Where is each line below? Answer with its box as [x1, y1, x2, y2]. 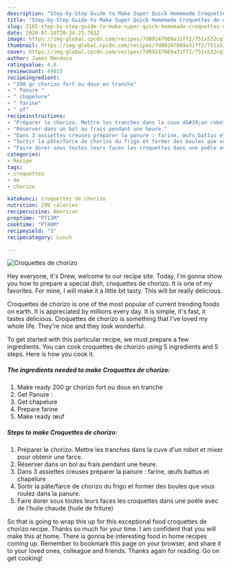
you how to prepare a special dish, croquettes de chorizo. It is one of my [7, 280, 212, 288]
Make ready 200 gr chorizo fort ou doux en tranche [16, 383, 164, 391]
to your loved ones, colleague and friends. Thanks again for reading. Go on [7, 547, 220, 555]
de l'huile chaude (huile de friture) [16, 504, 113, 513]
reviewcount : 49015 [7, 68, 63, 74]
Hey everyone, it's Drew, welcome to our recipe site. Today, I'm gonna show [7, 272, 222, 280]
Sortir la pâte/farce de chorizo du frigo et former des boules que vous [16, 482, 215, 490]
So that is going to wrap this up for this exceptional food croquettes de [7, 517, 208, 526]
